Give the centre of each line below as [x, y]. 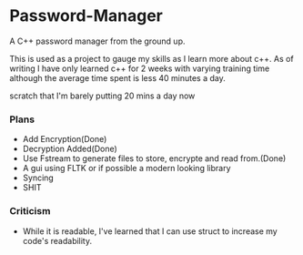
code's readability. [57, 240]
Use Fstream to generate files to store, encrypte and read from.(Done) [154, 158]
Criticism [30, 211]
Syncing [38, 178]
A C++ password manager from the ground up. [97, 41]
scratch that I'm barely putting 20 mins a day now [102, 96]
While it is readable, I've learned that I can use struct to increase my [150, 231]
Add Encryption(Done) [65, 139]
